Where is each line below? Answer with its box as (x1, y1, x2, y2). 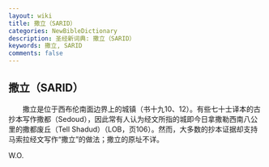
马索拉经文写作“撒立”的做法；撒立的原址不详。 (8, 134, 164, 144)
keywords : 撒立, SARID (8, 42, 83, 50)
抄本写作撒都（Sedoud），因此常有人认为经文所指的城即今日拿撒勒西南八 (8, 114, 251, 123)
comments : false (8, 49, 63, 57)
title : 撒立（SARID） (8, 19, 77, 27)
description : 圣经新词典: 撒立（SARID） (8, 34, 136, 43)
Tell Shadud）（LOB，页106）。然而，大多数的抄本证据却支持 (58, 124, 258, 134)
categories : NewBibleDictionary (8, 27, 117, 35)
